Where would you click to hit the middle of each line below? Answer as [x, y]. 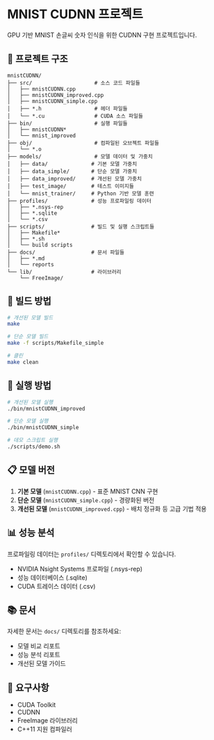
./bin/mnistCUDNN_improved [46, 408]
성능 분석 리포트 [39, 655]
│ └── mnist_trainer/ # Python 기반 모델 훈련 [81, 193]
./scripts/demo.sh [34, 447]
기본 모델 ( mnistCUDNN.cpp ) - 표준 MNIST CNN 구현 [88, 491]
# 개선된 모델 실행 [30, 402]
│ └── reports [31, 264]
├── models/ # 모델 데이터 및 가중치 [80, 156]
